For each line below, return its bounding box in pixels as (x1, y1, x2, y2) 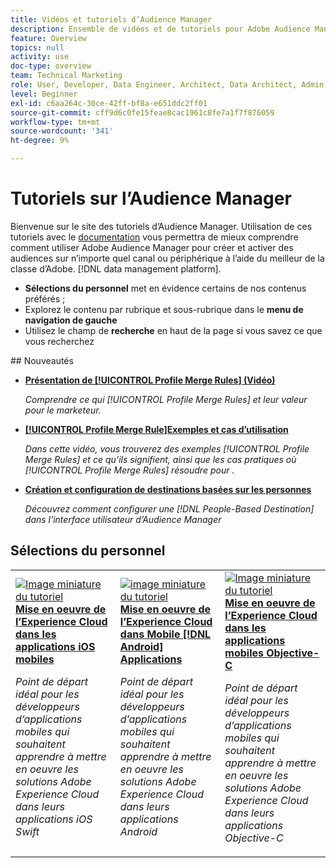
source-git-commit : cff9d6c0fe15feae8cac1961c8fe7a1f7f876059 (10, 107, 275, 118)
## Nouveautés (10, 354, 74, 366)
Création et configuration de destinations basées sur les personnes (24, 483, 312, 495)
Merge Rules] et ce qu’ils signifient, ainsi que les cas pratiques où (24, 453, 297, 465)
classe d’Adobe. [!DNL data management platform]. (10, 262, 222, 275)
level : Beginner (10, 89, 78, 99)
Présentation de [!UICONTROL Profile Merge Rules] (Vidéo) (24, 374, 276, 386)
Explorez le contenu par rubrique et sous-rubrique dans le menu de (24, 303, 304, 315)
